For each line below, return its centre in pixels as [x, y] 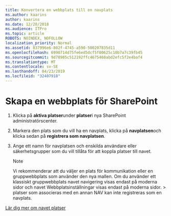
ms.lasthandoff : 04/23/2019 [35, 72]
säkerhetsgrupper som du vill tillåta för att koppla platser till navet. [82, 151]
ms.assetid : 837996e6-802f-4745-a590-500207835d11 [60, 48]
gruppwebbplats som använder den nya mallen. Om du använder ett [84, 176]
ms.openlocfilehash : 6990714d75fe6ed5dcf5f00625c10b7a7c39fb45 [74, 52]
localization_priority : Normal [39, 43]
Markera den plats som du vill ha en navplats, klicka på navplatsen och [87, 131]
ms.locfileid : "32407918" [33, 76]
